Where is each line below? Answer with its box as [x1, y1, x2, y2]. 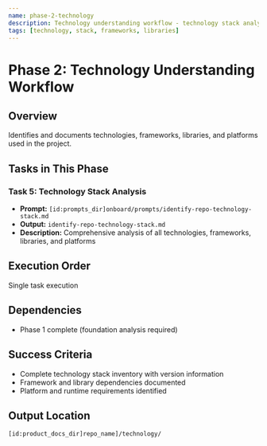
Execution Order [8, 260, 91, 273]
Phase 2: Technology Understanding [8, 61, 255, 79]
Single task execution [8, 280, 79, 290]
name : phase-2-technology [8, 11, 94, 20]
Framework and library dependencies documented [19, 378, 186, 387]
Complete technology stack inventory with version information [19, 369, 224, 378]
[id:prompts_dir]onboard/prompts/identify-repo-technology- [48, 205, 253, 213]
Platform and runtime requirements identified [19, 385, 167, 395]
